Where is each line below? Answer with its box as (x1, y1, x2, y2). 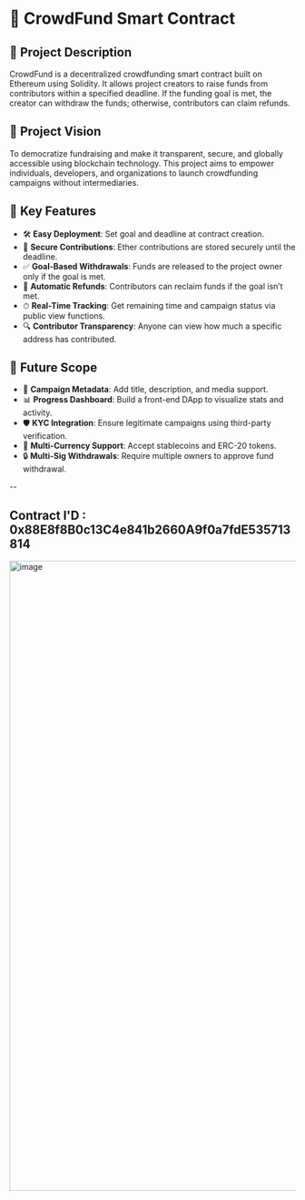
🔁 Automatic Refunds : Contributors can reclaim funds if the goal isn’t (22, 280, 283, 291)
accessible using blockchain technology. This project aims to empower (9, 158, 275, 168)
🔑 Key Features (9, 204, 97, 219)
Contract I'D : (9, 507, 86, 523)
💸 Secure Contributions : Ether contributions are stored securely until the (22, 241, 296, 252)
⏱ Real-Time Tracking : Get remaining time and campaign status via (22, 300, 276, 310)
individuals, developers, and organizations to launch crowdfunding (9, 168, 259, 178)
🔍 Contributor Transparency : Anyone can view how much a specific (22, 320, 282, 331)
